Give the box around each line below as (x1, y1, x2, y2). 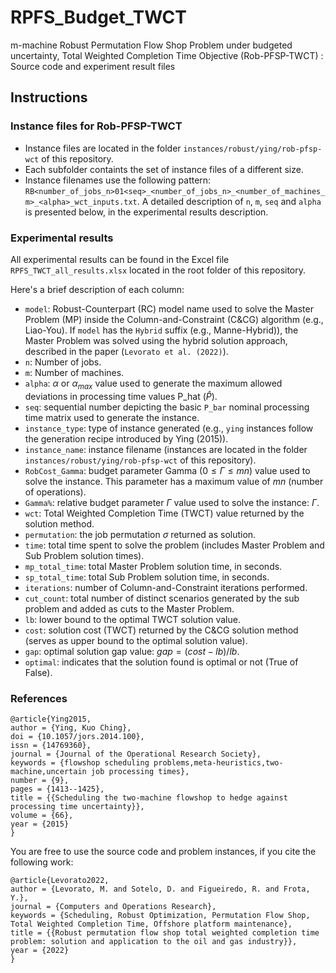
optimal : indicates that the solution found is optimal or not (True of (24, 656, 299, 668)
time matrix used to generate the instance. (24, 411, 200, 423)
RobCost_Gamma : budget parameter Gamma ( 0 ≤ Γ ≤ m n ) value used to (24, 464, 311, 476)
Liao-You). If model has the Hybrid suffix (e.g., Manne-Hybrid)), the (24, 324, 299, 336)
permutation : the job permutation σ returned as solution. (24, 528, 257, 540)
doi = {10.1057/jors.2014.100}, (10, 732, 145, 742)
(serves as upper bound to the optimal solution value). (24, 634, 248, 646)
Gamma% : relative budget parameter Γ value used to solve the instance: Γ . (24, 496, 320, 508)
